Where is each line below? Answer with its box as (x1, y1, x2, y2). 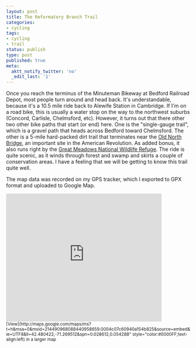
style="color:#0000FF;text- (132, 332, 188, 337)
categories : (6, 19, 35, 25)
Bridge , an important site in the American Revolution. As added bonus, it (6, 140, 180, 147)
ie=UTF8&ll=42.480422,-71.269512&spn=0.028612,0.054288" (6, 332, 132, 337)
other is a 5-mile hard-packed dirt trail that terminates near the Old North (6, 133, 182, 140)
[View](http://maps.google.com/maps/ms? (6, 321, 92, 328)
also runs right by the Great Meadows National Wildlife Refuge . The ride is (6, 146, 185, 153)
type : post (6, 52, 33, 58)
